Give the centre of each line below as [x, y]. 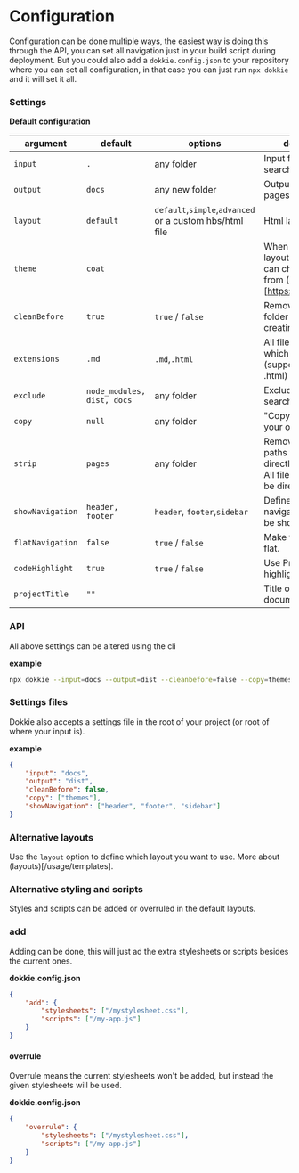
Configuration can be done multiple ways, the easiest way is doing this [139, 41]
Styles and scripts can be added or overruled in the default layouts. [133, 909]
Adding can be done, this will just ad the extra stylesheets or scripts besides [149, 951]
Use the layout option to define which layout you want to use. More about [145, 857]
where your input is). [47, 731]
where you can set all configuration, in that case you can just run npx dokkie [149, 70]
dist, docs [109, 400]
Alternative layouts [51, 837]
